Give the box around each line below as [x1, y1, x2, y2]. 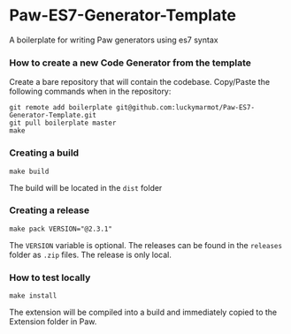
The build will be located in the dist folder [9, 182, 163, 193]
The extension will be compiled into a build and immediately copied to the [9, 307, 277, 318]
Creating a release [9, 204, 90, 216]
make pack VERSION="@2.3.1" [9, 224, 113, 233]
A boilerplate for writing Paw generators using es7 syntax [9, 34, 218, 45]
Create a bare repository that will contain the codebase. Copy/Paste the [9, 77, 271, 87]
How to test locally [9, 271, 91, 284]
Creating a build [9, 147, 80, 159]
